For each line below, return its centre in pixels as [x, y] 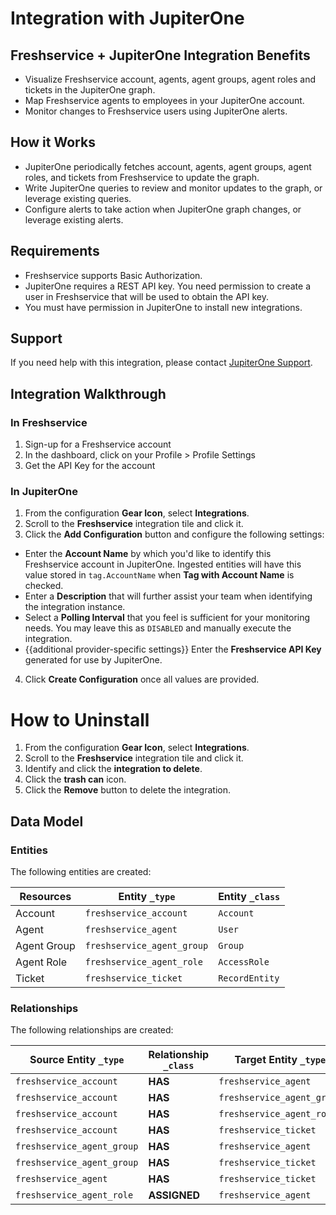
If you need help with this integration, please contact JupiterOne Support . [161, 363]
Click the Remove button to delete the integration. [127, 790]
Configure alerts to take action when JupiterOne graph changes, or [163, 209]
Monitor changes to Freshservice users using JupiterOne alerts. [156, 111]
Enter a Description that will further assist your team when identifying [168, 596]
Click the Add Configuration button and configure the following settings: [174, 534]
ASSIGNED [174, 1195]
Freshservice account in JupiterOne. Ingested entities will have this [163, 564]
